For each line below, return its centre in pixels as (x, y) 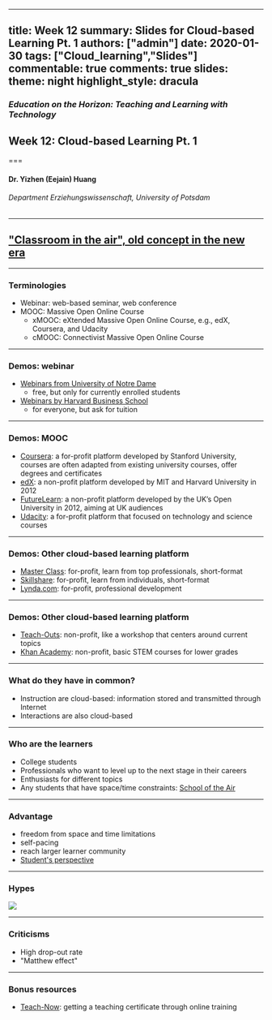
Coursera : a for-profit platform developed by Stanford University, (128, 456)
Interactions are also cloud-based (76, 716)
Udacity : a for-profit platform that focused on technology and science (136, 516)
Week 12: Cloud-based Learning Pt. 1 (103, 141)
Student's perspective (57, 860)
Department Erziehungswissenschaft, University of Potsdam (109, 198)
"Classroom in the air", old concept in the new (127, 240)
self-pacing (39, 843)
